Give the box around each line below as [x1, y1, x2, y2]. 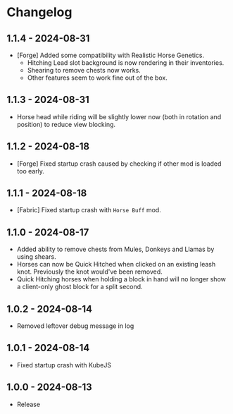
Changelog [6, 4, 73, 20]
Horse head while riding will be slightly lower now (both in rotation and [16, 112, 222, 121]
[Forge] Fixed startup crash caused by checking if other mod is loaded [16, 159, 222, 168]
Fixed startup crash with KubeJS [16, 360, 112, 369]
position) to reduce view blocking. [16, 120, 116, 128]
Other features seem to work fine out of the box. [27, 73, 168, 82]
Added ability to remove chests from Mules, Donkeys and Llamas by [16, 245, 215, 254]
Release [16, 400, 40, 408]
